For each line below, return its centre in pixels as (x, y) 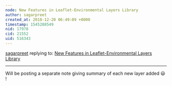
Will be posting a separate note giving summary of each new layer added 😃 (85, 73)
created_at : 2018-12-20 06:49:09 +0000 (48, 19)
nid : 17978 (17, 29)
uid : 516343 (18, 39)
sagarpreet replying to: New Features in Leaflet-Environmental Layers (79, 53)
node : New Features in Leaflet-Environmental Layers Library (72, 10)
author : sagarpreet (26, 15)
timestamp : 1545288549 (29, 24)
